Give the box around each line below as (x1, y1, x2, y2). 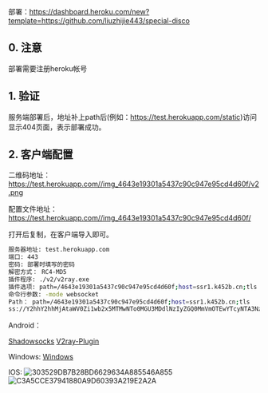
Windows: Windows (8, 352, 74, 362)
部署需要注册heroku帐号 (8, 63, 88, 73)
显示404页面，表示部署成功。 (8, 122, 106, 132)
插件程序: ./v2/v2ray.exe (8, 275, 90, 284)
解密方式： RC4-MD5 (8, 268, 67, 276)
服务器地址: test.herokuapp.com (8, 246, 110, 254)
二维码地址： (8, 170, 50, 180)
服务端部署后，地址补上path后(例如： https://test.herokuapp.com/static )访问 (8, 112, 258, 121)
